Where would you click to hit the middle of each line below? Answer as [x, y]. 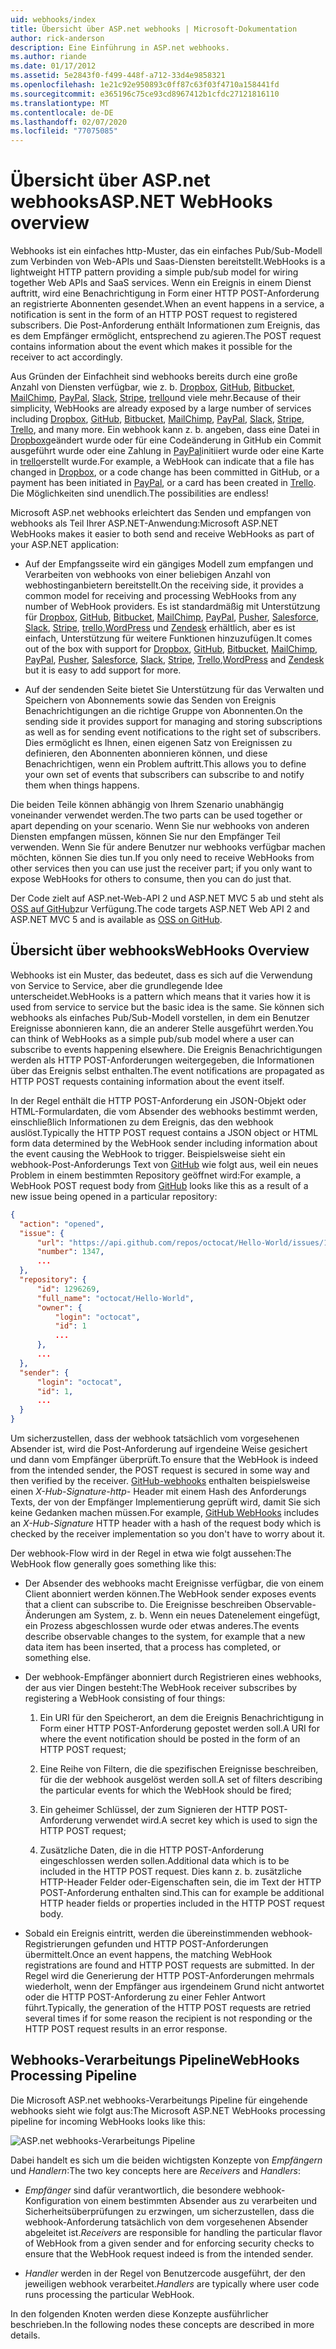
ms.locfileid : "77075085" [64, 131]
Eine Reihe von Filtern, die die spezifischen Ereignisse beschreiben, [179, 1769]
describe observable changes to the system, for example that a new [165, 1636]
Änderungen [50, 1615]
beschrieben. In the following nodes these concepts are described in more [162, 2324]
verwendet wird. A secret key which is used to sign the [206, 1820]
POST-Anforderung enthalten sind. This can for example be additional [182, 1892]
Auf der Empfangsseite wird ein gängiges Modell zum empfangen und [169, 564]
